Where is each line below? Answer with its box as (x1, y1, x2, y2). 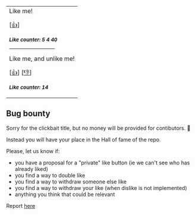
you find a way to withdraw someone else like (14, 178, 127, 185)
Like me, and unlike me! (9, 55, 75, 63)
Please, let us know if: (6, 147, 60, 154)
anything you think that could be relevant (14, 191, 115, 198)
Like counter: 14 (9, 84, 49, 91)
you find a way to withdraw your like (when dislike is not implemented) (14, 184, 187, 191)
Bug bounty (6, 108, 50, 119)
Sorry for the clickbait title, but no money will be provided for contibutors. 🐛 (6, 124, 191, 132)
